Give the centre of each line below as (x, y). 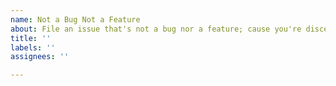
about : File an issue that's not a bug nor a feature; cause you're (156, 29)
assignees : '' (40, 57)
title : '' (31, 38)
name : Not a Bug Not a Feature (75, 19)
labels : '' (33, 47)
